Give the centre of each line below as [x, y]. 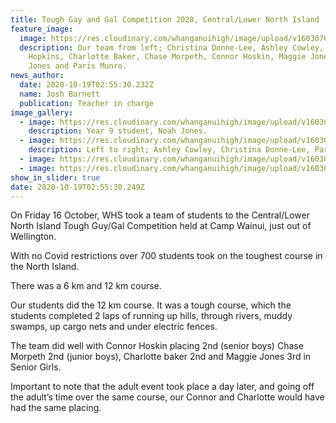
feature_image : [42, 29]
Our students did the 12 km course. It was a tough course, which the [151, 305]
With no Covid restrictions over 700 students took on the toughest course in [166, 256]
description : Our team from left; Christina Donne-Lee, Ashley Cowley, [172, 47]
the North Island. [45, 267]
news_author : [37, 76]
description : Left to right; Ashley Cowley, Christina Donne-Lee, [169, 150]
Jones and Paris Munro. [78, 66]
